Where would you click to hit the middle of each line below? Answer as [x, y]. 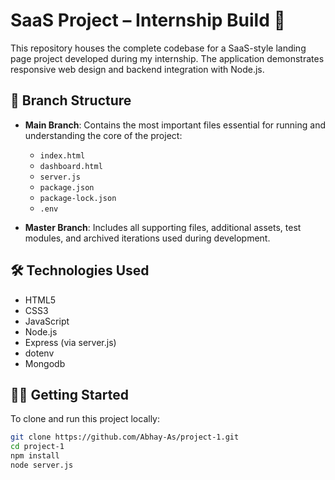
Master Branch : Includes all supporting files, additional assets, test [163, 227]
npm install [35, 456]
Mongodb [45, 363]
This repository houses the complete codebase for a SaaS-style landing [158, 48]
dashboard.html [71, 166]
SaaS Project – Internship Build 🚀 [148, 20]
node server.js [42, 465]
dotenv [39, 353]
